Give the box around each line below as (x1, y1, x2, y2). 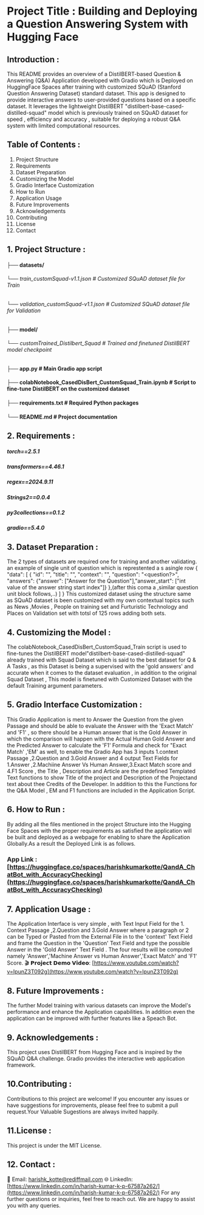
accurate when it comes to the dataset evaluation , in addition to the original (7, 669, 197, 677)
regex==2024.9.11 (7, 478, 53, 485)
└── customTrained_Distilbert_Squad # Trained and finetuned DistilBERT (7, 340, 190, 347)
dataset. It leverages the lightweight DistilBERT (7, 103, 124, 110)
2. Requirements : (7, 430, 75, 441)
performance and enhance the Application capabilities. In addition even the (7, 1008, 195, 1016)
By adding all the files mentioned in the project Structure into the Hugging (7, 820, 191, 827)
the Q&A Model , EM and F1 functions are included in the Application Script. (7, 787, 195, 794)
